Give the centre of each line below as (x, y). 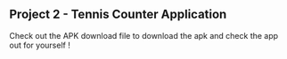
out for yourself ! (40, 45)
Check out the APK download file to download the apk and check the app (144, 35)
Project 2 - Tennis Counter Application (118, 15)
